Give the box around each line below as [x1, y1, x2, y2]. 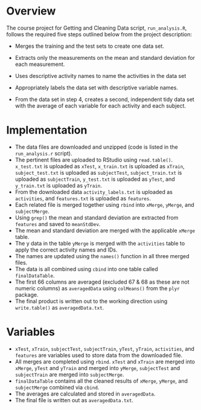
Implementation [6, 123, 88, 137]
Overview [6, 4, 56, 18]
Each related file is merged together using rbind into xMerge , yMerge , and [14, 201, 194, 208]
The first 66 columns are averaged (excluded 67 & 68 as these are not [14, 278, 190, 285]
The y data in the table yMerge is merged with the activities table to [14, 239, 185, 247]
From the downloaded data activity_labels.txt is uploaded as [14, 188, 173, 195]
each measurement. [14, 60, 65, 68]
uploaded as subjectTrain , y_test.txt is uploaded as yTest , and [14, 175, 175, 183]
